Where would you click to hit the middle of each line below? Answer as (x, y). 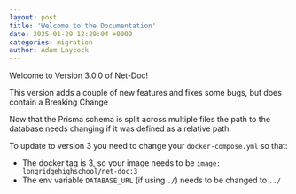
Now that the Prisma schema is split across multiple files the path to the (140, 120)
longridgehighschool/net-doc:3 (80, 172)
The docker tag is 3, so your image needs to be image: (121, 163)
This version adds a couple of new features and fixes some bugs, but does (145, 93)
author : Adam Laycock (49, 50)
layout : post (33, 17)
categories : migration (51, 42)
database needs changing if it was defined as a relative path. (121, 128)
